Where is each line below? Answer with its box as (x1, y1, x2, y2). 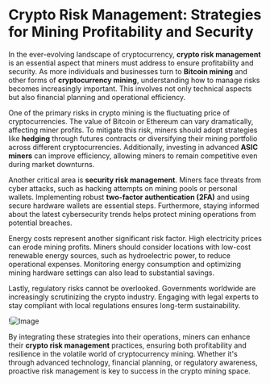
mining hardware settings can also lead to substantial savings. (8, 268, 215, 278)
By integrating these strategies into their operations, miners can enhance (8, 332, 251, 341)
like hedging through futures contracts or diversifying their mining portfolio (8, 133, 258, 143)
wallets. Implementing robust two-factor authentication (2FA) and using (8, 192, 250, 202)
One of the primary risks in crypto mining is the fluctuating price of (8, 107, 231, 118)
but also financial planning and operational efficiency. (8, 92, 186, 102)
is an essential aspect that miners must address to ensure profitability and (8, 58, 254, 68)
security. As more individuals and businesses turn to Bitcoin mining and (8, 66, 248, 76)
